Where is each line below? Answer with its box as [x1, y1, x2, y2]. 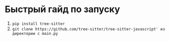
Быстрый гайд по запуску [5, 4, 120, 15]
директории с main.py [12, 31, 58, 36]
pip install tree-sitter [12, 21, 65, 26]
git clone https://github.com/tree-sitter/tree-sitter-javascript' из [12, 26, 165, 31]
